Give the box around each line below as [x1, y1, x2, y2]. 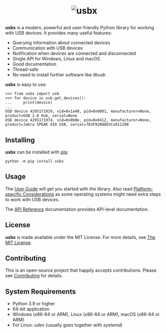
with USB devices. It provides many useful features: [5, 30, 112, 36]
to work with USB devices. [5, 196, 60, 202]
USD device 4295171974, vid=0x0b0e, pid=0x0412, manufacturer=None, [5, 118, 151, 123]
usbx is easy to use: [5, 81, 47, 88]
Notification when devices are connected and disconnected [12, 50, 136, 56]
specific [5, 191, 22, 197]
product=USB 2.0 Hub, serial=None [5, 113, 78, 118]
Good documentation [12, 61, 57, 67]
